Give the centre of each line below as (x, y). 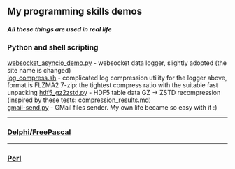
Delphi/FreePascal (39, 132)
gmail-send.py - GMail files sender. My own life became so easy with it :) (112, 107)
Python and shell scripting (53, 47)
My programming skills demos (74, 12)
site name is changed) (39, 70)
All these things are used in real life (59, 29)
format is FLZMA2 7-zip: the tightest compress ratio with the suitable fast (113, 85)
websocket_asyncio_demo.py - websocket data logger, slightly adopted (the (117, 63)
